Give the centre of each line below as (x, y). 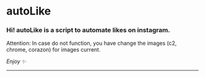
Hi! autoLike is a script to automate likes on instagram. (88, 30)
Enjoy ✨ (16, 61)
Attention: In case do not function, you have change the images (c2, (92, 43)
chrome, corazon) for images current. (53, 50)
